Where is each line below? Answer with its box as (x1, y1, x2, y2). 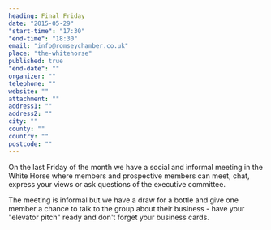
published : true (8, 57, 63, 66)
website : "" (8, 87, 49, 96)
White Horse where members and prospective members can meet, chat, (8, 171, 250, 181)
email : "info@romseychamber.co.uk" (8, 42, 129, 50)
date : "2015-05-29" (8, 19, 75, 28)
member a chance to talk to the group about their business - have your (8, 203, 245, 213)
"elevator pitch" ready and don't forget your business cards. (8, 212, 209, 222)
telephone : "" (8, 79, 57, 87)
